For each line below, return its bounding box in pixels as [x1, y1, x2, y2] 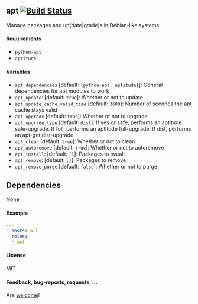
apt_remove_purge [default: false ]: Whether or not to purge [14, 163, 158, 170]
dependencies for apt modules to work [14, 88, 109, 95]
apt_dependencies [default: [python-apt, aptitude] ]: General [14, 81, 163, 89]
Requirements [6, 35, 42, 42]
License [6, 252, 27, 259]
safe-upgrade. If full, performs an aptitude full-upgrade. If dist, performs [14, 125, 191, 132]
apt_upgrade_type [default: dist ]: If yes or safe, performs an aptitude [14, 119, 182, 126]
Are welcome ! [6, 292, 40, 299]
